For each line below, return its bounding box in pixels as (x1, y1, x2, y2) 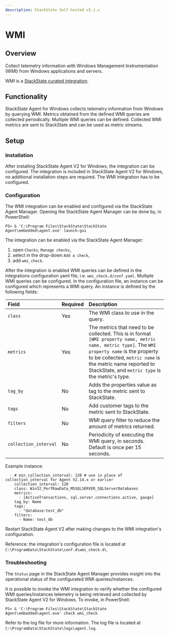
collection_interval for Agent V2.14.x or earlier (5, 477, 114, 482)
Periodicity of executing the (89, 431, 154, 438)
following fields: (5, 289, 38, 295)
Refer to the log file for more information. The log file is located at (5, 619, 141, 625)
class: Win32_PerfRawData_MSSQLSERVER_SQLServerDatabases (14, 486, 138, 492)
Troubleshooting (5, 559, 47, 566)
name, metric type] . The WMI (89, 341, 156, 349)
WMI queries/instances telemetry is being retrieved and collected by (5, 591, 147, 597)
